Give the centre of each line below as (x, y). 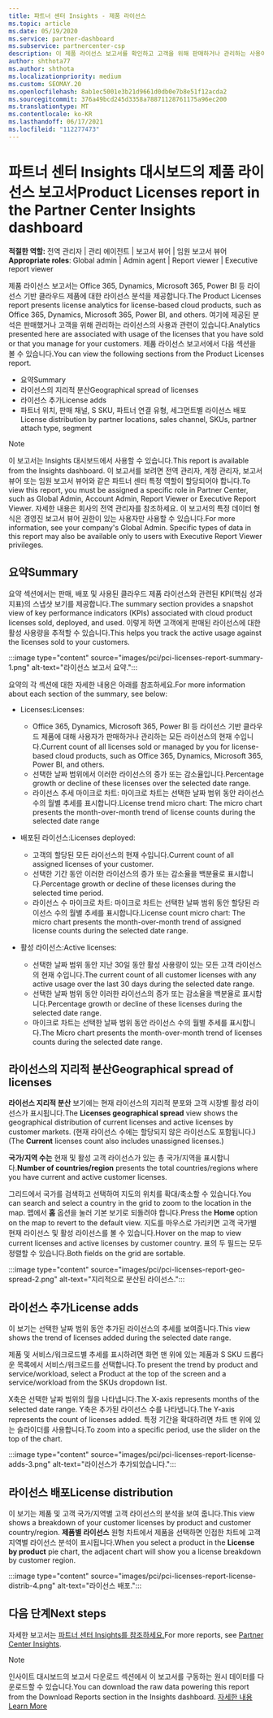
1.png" (19, 667)
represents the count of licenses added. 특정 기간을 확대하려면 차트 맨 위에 (130, 1420)
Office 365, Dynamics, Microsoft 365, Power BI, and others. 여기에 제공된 (130, 315)
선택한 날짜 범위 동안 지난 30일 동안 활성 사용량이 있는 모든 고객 (133, 964)
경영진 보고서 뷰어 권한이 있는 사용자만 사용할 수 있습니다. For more (129, 518)
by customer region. (42, 1560)
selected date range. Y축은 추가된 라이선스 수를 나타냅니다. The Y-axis (122, 1409)
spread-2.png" (33, 1279)
